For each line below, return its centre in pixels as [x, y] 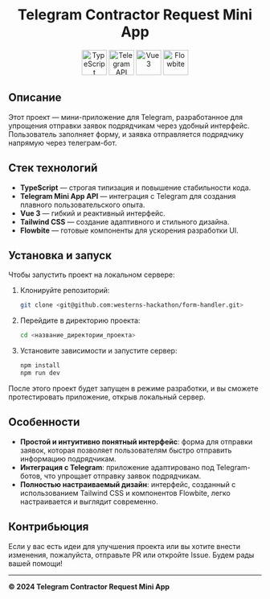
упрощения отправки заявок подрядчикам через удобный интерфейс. [129, 126]
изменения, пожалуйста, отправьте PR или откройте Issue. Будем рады [131, 555]
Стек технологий [53, 168]
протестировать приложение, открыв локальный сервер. [107, 397]
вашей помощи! [35, 563]
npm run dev [40, 373]
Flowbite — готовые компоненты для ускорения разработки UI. [129, 230]
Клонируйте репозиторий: [65, 291]
